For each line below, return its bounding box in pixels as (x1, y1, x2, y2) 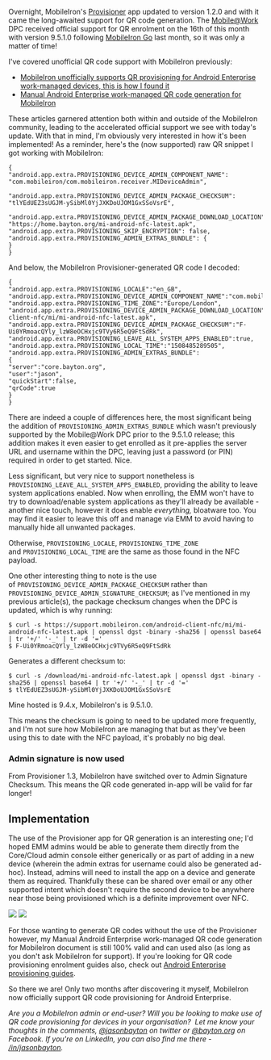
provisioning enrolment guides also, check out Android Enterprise (8, 960, 227, 970)
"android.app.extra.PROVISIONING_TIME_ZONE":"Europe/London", (8, 300, 222, 308)
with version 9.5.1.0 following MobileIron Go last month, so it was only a (8, 32, 245, 42)
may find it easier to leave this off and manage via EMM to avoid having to (8, 514, 254, 523)
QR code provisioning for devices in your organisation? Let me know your (8, 1017, 255, 1027)
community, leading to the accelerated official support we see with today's (8, 123, 256, 132)
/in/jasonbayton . (8, 1043, 64, 1053)
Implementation (8, 811, 90, 826)
